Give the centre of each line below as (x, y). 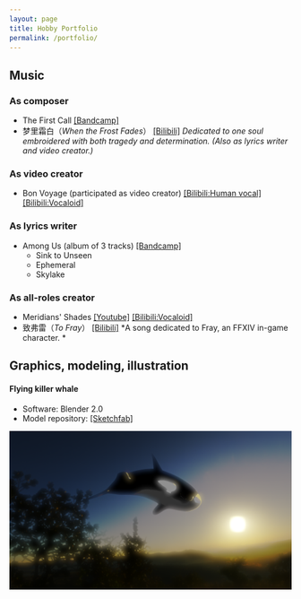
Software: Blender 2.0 (63, 409)
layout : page (34, 19)
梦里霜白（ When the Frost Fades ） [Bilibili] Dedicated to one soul (143, 131)
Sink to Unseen (64, 255)
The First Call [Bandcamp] (70, 120)
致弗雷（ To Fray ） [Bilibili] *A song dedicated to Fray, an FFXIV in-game (155, 327)
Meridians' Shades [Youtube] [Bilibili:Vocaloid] (107, 317)
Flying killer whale (44, 388)
